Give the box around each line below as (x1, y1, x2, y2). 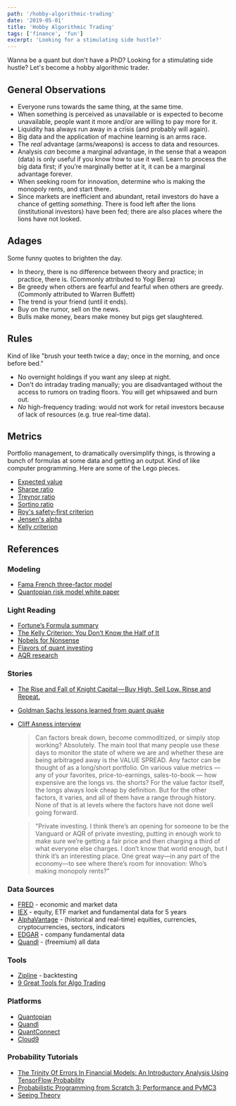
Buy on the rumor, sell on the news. (17, 304, 121, 313)
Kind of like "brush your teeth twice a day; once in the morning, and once (7, 352, 221, 360)
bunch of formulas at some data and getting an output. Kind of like (7, 456, 201, 465)
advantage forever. (17, 170, 73, 178)
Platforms (7, 996, 42, 1006)
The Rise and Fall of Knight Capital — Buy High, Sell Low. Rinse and (17, 685, 211, 693)
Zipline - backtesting (17, 971, 78, 980)
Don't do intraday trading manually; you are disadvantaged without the (17, 380, 223, 388)
